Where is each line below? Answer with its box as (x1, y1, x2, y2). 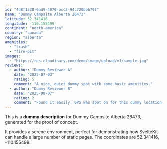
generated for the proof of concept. (5, 119, 78, 125)
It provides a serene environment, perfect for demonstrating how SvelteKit (5, 129, 158, 135)
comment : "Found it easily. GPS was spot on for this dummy (14, 100, 142, 105)
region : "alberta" (5, 35, 43, 40)
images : (5, 53, 21, 59)
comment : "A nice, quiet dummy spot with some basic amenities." (14, 81, 153, 86)
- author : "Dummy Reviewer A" (9, 68, 72, 73)
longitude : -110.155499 (5, 21, 55, 26)
